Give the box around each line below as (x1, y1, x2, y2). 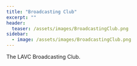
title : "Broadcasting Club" (6, 8, 78, 15)
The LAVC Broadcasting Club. (6, 53, 81, 60)
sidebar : (6, 31, 28, 37)
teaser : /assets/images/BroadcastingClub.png (12, 25, 129, 32)
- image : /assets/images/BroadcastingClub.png (12, 37, 132, 43)
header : (6, 20, 26, 26)
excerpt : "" (6, 14, 36, 20)
